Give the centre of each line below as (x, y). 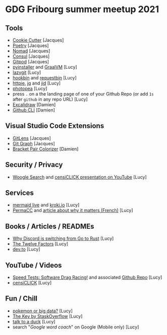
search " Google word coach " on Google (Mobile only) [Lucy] (76, 327)
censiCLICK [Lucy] (32, 283)
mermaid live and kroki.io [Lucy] (46, 205)
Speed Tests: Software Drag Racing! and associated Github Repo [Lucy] (87, 277)
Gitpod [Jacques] (31, 61)
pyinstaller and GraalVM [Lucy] (45, 67)
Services (20, 193)
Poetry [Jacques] (31, 46)
